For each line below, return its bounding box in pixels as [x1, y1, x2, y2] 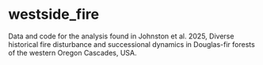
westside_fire [8, 5, 100, 23]
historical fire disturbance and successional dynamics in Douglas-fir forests [8, 39, 255, 49]
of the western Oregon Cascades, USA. [8, 48, 137, 57]
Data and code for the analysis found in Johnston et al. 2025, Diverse [8, 31, 234, 41]
